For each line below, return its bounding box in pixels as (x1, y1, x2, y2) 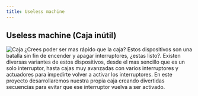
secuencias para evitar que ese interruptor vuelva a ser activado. (6, 84, 165, 91)
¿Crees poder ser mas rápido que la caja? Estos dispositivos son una (24, 46, 193, 53)
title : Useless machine (6, 8, 65, 15)
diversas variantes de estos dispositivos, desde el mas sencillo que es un (6, 58, 185, 65)
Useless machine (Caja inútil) (6, 31, 117, 41)
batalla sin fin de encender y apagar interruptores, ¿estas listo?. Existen (6, 52, 181, 59)
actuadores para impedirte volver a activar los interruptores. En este (6, 71, 173, 78)
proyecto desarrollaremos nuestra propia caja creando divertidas (6, 77, 165, 84)
